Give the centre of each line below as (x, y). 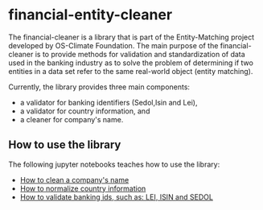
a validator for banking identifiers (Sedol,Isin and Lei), (109, 102)
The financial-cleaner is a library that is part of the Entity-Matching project (131, 37)
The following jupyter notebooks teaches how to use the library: (114, 164)
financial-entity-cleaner (90, 15)
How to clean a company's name (74, 179)
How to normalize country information (83, 188)
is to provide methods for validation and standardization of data (140, 54)
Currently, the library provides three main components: (99, 87)
